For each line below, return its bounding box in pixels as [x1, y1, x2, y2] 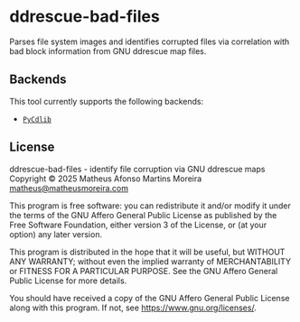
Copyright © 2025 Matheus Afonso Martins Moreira [9, 173, 202, 184]
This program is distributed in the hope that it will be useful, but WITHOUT [9, 246, 286, 257]
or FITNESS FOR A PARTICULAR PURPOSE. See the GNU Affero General [9, 265, 278, 276]
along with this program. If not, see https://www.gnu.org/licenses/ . [9, 302, 258, 313]
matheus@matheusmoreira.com [9, 182, 129, 193]
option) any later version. [9, 228, 102, 240]
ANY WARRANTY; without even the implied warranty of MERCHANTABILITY [9, 255, 292, 267]
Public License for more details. [9, 275, 127, 286]
